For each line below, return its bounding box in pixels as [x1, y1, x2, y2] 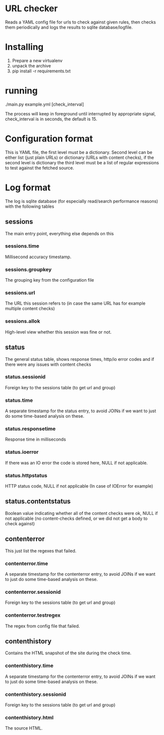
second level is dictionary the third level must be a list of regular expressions [5, 159, 159, 165]
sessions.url [5, 290, 36, 296]
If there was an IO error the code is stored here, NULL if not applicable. [5, 460, 148, 466]
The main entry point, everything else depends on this [5, 230, 114, 236]
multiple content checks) [5, 306, 55, 312]
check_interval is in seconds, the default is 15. [5, 116, 98, 122]
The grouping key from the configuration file [5, 277, 94, 283]
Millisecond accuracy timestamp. [5, 254, 72, 260]
